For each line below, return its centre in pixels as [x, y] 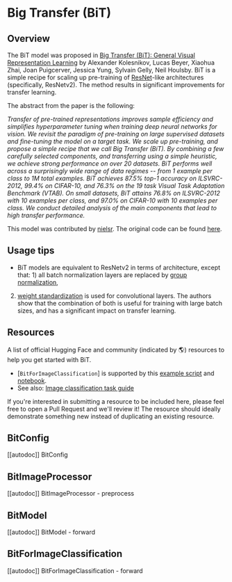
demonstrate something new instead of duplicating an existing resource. [111, 416]
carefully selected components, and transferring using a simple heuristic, [112, 156]
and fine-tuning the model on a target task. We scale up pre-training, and [113, 141]
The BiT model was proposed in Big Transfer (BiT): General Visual [101, 55]
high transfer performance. [46, 215]
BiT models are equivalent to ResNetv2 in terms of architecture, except [119, 267]
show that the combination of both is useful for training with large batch [119, 303]
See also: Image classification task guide [75, 388]
